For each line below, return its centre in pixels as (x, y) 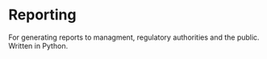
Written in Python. (38, 45)
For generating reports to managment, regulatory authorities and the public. (134, 37)
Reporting (42, 15)
